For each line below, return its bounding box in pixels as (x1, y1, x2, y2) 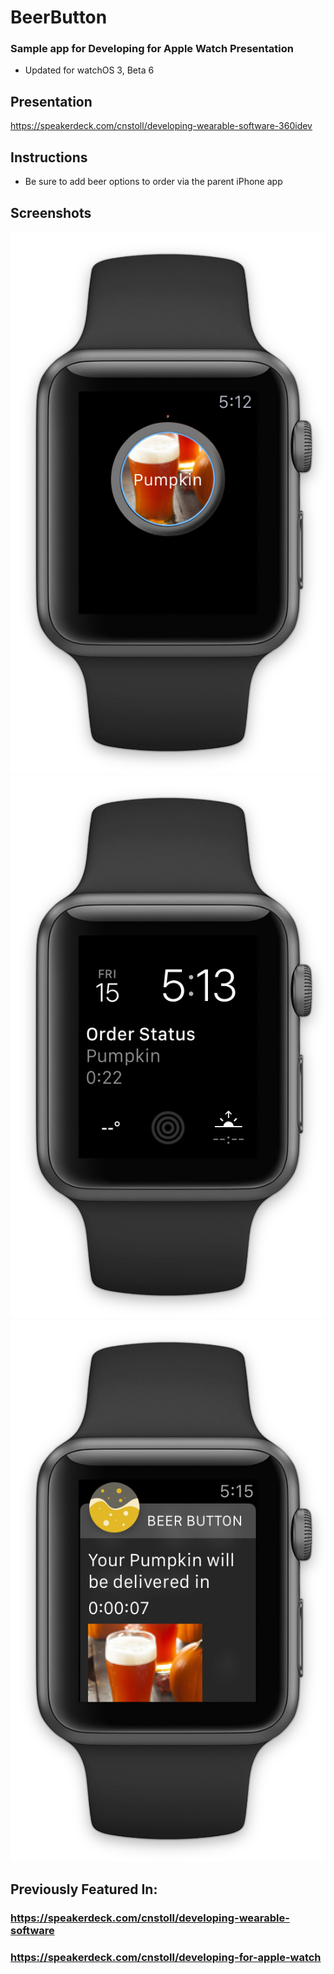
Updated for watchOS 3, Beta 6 (24, 64, 155, 76)
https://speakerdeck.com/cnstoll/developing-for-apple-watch (10, 1951, 322, 1965)
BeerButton (10, 6, 108, 29)
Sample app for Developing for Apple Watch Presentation (10, 42, 294, 56)
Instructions (10, 149, 88, 166)
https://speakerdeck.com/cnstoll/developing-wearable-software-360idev (10, 120, 313, 132)
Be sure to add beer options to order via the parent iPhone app (24, 176, 283, 188)
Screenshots (10, 204, 92, 221)
